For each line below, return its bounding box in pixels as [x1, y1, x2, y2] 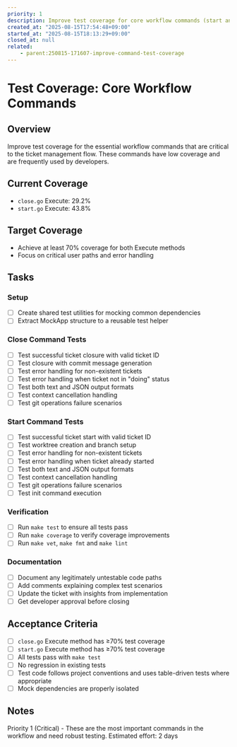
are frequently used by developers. [7, 157, 109, 166]
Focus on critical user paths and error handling [17, 250, 154, 259]
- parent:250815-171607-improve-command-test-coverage [20, 50, 185, 57]
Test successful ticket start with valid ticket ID [17, 433, 152, 441]
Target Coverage [7, 224, 83, 237]
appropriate [17, 677, 52, 685]
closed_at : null [7, 37, 55, 44]
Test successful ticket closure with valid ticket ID [17, 351, 160, 359]
